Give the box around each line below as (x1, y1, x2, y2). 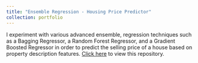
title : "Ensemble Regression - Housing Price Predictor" (6, 8, 152, 15)
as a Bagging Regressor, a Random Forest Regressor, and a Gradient (6, 37, 176, 44)
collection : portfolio (6, 14, 63, 20)
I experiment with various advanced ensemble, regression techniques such (6, 31, 192, 38)
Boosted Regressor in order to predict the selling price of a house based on (6, 43, 193, 51)
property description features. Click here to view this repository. (6, 50, 165, 57)
